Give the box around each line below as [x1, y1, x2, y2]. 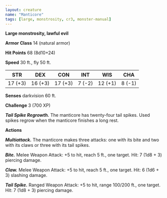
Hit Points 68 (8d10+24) [5, 50, 55, 56]
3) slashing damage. [5, 172, 48, 178]
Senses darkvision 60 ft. [5, 93, 56, 99]
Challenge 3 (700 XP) [5, 102, 51, 108]
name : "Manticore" [5, 12, 44, 17]
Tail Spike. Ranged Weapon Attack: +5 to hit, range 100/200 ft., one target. [5, 182, 161, 188]
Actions [5, 127, 22, 133]
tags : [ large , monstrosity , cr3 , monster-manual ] [5, 17, 112, 22]
